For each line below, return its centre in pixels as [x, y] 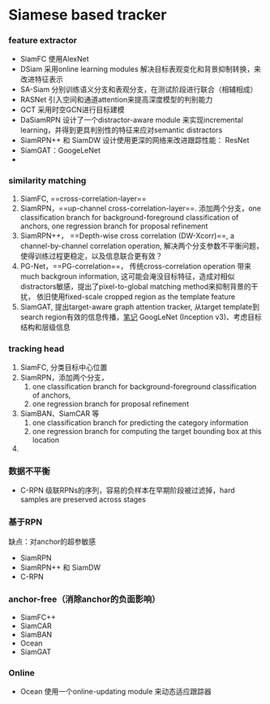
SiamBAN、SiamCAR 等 [60, 414]
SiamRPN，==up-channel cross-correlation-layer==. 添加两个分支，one [141, 208]
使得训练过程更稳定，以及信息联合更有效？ [91, 256]
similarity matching [47, 180]
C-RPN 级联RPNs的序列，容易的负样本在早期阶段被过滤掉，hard [127, 490]
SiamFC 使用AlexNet [54, 59]
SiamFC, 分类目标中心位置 [64, 367]
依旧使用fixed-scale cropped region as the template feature [136, 296]
